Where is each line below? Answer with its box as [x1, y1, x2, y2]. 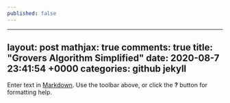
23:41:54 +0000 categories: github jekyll [7, 63, 187, 75]
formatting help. [7, 88, 53, 96]
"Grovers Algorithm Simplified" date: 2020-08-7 [7, 53, 220, 64]
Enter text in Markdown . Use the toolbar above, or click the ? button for [7, 81, 207, 89]
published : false [7, 10, 57, 17]
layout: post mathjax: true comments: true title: [7, 42, 214, 53]
